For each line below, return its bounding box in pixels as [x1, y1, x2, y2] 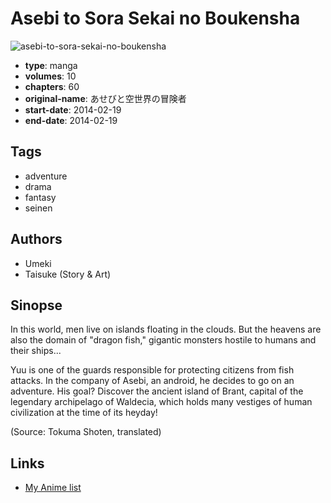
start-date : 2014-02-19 [24, 103, 122, 116]
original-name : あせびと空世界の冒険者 [24, 92, 187, 104]
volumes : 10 [24, 70, 77, 82]
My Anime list [24, 482, 82, 494]
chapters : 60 [24, 80, 80, 92]
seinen [24, 202, 53, 214]
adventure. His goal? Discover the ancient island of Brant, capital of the [10, 385, 304, 397]
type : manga [24, 59, 78, 71]
